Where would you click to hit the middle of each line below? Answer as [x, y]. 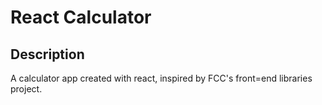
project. [26, 89]
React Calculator [81, 17]
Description [47, 54]
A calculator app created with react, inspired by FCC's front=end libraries [161, 78]
